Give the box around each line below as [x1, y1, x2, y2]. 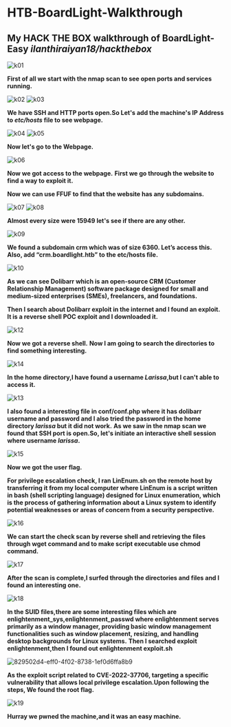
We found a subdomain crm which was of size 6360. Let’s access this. [7, 243, 212, 251]
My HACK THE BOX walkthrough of [7, 32, 160, 44]
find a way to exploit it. [7, 177, 74, 185]
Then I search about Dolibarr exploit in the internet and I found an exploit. [7, 305, 221, 313]
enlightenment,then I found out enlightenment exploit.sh [7, 644, 173, 652]
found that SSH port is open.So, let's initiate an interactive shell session [7, 429, 217, 437]
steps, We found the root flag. [7, 686, 94, 693]
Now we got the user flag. [7, 463, 82, 471]
